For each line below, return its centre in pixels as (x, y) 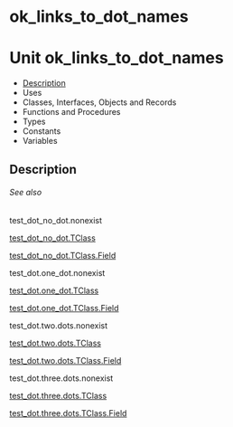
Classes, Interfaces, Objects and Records (99, 102)
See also (26, 193)
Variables (40, 141)
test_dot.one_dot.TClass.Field (64, 308)
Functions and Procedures (71, 112)
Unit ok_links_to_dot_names (116, 58)
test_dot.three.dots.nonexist (61, 378)
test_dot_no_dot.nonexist (56, 220)
